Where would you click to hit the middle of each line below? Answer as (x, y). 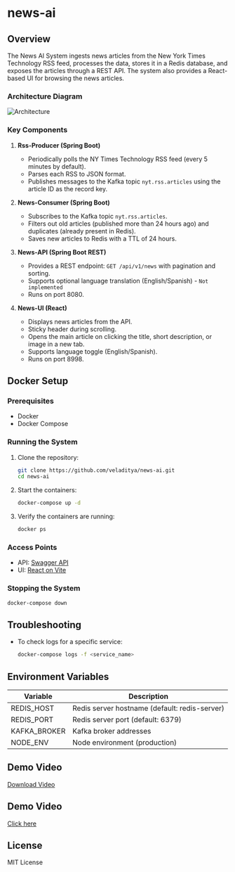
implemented (45, 287)
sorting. (39, 273)
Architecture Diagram (45, 96)
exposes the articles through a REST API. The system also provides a (107, 71)
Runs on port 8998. (56, 359)
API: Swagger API (43, 563)
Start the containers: (47, 490)
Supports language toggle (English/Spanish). (93, 351)
